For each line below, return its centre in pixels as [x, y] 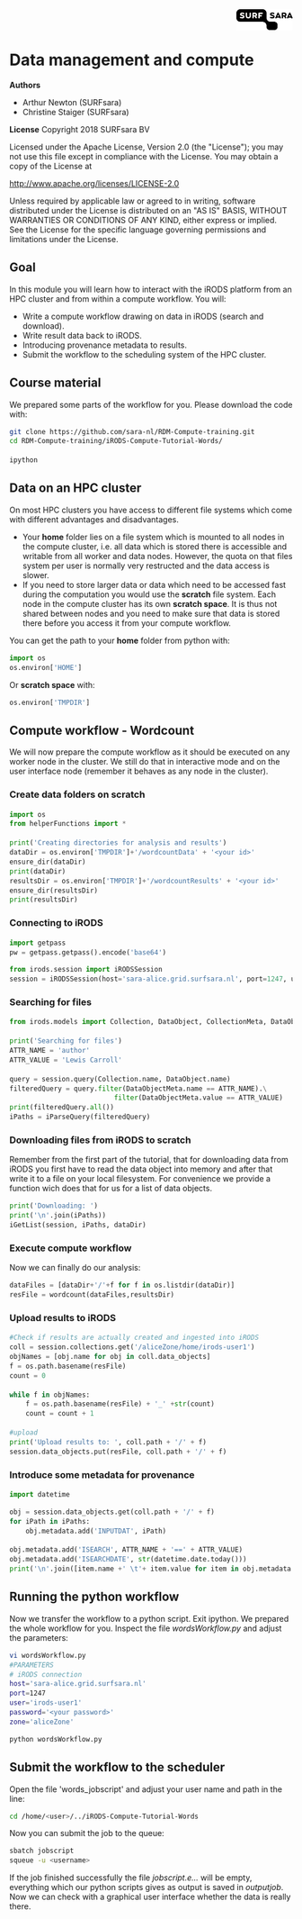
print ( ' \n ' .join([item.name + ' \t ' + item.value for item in [124, 1569]
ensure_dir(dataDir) [48, 862]
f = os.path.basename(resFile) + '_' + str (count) [120, 1404]
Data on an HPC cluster [75, 489]
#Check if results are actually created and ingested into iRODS [134, 1338]
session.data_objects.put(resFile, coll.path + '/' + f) [118, 1452]
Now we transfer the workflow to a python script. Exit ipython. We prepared [149, 1618]
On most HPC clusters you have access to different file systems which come [151, 510]
